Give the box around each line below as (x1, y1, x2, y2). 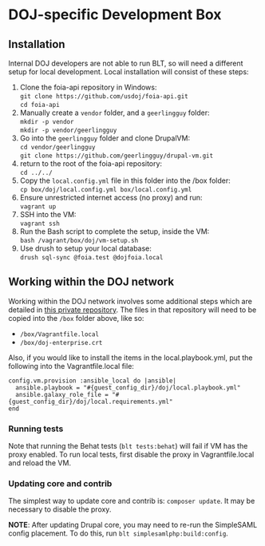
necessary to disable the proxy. (8, 504, 112, 514)
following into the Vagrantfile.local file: (8, 361, 134, 370)
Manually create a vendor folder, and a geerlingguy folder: (19, 108, 210, 117)
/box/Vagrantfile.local (19, 330, 100, 338)
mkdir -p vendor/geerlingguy (19, 126, 117, 134)
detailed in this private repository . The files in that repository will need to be (8, 305, 257, 315)
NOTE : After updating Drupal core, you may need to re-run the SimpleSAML (8, 520, 258, 530)
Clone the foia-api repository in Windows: (19, 82, 157, 92)
